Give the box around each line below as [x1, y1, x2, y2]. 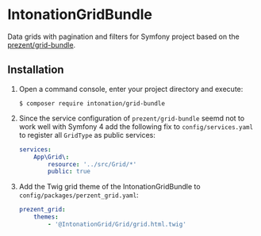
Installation [7, 63, 64, 77]
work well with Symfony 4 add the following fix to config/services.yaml [18, 121, 254, 131]
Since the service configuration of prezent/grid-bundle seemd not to [18, 113, 245, 123]
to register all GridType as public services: [18, 130, 155, 139]
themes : [33, 213, 59, 221]
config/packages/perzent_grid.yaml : [18, 190, 140, 200]
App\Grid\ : [33, 153, 70, 161]
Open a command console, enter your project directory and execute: [18, 84, 244, 93]
